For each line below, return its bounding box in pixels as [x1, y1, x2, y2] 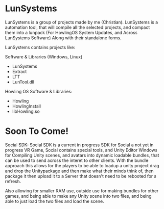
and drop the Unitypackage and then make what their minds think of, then [5, 168, 154, 174]
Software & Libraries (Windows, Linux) [5, 53, 83, 59]
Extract [12, 68, 27, 74]
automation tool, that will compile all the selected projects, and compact [5, 24, 150, 30]
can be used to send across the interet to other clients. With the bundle [5, 157, 148, 163]
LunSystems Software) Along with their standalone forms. [5, 35, 121, 41]
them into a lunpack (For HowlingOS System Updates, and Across [5, 29, 138, 35]
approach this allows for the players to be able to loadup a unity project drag [5, 162, 160, 168]
